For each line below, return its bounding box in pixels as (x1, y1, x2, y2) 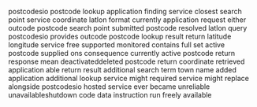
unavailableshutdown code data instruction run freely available (8, 90, 212, 99)
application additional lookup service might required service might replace (8, 74, 250, 83)
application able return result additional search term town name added (8, 65, 237, 74)
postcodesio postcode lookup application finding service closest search (8, 7, 243, 16)
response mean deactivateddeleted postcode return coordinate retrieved (8, 57, 245, 66)
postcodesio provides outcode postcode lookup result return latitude (8, 31, 232, 41)
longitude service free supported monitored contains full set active (8, 40, 225, 50)
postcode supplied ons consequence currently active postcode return (8, 49, 236, 57)
